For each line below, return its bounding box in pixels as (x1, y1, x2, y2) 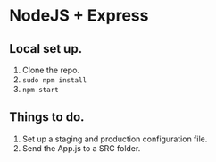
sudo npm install (21, 76, 87, 85)
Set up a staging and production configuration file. (21, 133, 208, 144)
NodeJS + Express (9, 5, 149, 26)
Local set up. (9, 41, 83, 56)
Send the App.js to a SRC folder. (21, 142, 141, 153)
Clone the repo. (21, 64, 80, 75)
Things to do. (9, 109, 85, 125)
